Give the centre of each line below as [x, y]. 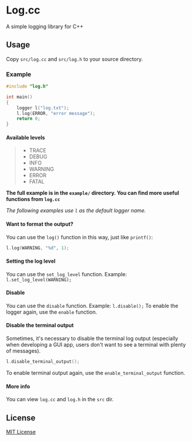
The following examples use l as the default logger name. [76, 211]
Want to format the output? [40, 224]
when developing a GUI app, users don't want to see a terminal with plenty [96, 345]
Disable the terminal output [40, 325]
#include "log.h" [27, 86]
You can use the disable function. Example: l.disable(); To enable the [92, 306]
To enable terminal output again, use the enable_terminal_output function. [96, 372]
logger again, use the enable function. [52, 312]
